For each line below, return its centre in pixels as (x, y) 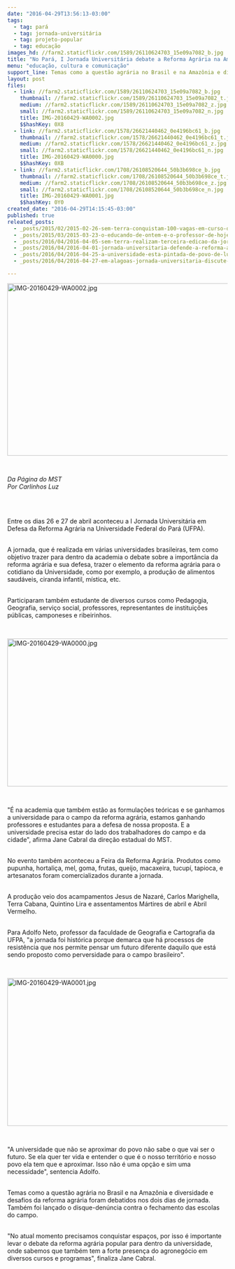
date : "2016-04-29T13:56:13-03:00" (59, 14)
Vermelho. (22, 911)
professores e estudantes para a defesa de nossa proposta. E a (99, 825)
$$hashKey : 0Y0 (42, 203)
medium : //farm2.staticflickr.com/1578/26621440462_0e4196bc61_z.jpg (123, 144)
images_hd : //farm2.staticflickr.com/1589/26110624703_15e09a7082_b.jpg (115, 53)
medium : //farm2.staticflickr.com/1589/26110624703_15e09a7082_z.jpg (123, 105)
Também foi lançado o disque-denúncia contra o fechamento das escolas (114, 1207)
